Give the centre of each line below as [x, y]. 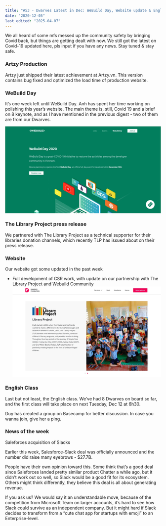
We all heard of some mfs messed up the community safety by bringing [78, 36]
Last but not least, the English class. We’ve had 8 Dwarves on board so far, [81, 398]
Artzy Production [26, 64]
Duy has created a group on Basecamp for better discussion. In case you [80, 413]
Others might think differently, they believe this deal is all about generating [81, 482]
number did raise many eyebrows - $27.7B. [49, 457]
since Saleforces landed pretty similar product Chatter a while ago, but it [79, 472]
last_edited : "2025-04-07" [33, 21]
